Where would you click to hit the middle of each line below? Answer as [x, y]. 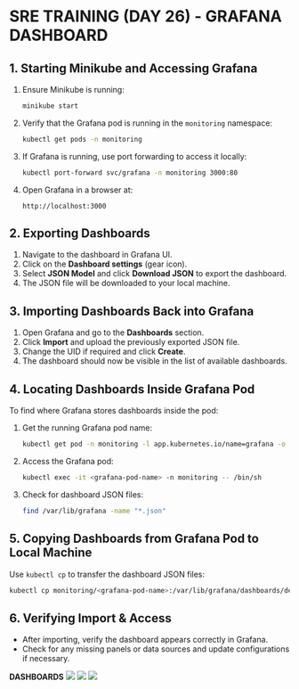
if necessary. [46, 659]
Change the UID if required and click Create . [104, 352]
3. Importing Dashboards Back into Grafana [132, 311]
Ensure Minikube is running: [73, 90]
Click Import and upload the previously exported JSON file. [131, 342]
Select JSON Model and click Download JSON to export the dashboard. [154, 274]
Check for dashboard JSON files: [83, 494]
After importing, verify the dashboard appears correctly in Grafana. [145, 640]
